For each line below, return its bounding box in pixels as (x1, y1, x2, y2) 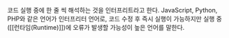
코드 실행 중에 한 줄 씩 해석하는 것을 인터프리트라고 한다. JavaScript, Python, (7, 6, 218, 14)
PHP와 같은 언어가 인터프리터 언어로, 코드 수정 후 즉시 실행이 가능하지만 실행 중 (7, 15, 222, 23)
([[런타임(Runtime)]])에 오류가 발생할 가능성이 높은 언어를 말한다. (7, 23, 185, 31)
